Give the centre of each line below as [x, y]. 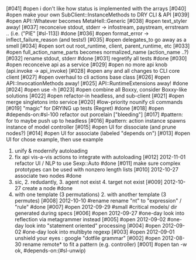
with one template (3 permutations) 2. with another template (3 [90, 194]
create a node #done [48, 188]
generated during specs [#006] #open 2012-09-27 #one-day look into [99, 213]
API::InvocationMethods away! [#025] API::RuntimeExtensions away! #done [97, 83]
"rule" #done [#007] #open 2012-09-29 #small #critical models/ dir [96, 207]
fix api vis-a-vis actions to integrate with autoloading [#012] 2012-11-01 [100, 157]
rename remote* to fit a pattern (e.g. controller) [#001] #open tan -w [105, 244]
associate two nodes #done [48, 176]
